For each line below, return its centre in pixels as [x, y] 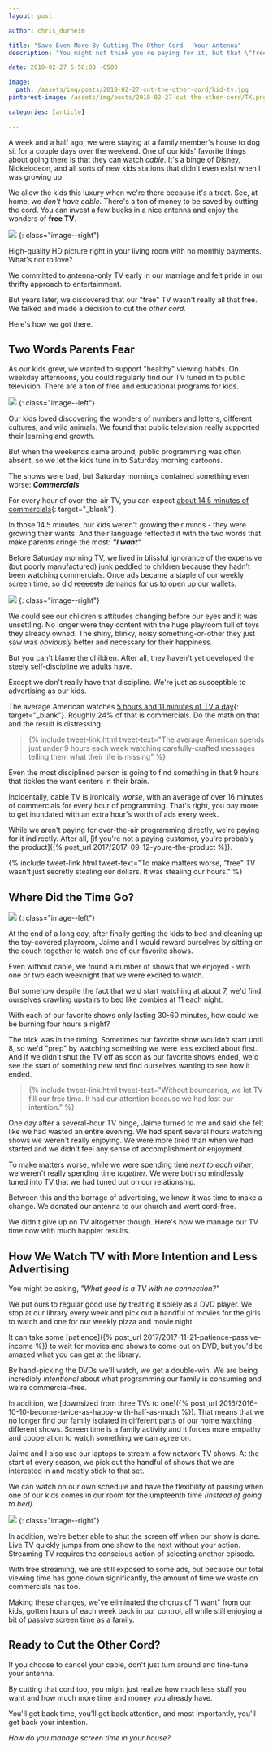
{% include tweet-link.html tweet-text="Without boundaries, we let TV [145, 1090]
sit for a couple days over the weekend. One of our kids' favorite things [127, 150]
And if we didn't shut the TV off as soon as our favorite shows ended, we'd [134, 1057]
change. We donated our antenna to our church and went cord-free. [122, 1207]
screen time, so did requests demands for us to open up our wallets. [123, 584]
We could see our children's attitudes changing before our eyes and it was [133, 616]
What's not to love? [41, 259]
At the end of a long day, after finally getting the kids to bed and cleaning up [136, 934]
